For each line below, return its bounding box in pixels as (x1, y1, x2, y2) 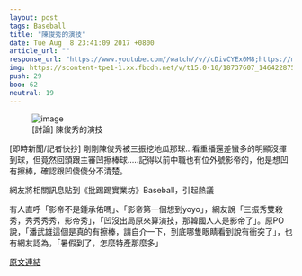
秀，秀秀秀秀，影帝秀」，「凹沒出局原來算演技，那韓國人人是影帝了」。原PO (9, 215, 285, 226)
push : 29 (9, 72, 42, 81)
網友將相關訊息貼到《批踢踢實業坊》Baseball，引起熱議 (9, 184, 214, 195)
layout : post (9, 13, 58, 22)
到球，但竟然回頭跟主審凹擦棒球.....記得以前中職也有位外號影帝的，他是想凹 (9, 154, 289, 165)
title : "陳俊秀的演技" (9, 30, 86, 39)
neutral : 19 (9, 88, 54, 97)
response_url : (9, 55, 63, 64)
